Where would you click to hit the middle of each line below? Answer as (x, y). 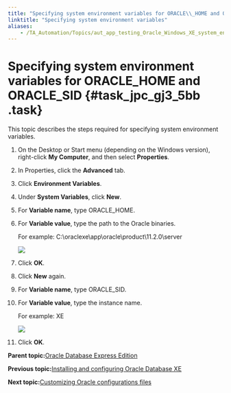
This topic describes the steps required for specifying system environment (113, 129)
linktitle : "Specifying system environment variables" (88, 20)
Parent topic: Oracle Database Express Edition (73, 356)
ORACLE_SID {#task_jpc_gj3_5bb (104, 96)
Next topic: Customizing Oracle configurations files (80, 382)
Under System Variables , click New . (70, 197)
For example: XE (41, 316)
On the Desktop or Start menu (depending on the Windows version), (114, 150)
